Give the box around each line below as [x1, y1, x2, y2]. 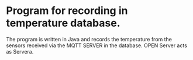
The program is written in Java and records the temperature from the [6, 36, 173, 43]
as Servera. [6, 48, 34, 55]
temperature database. [6, 16, 120, 30]
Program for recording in [6, 4, 128, 17]
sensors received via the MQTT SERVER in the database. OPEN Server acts [6, 42, 187, 49]
